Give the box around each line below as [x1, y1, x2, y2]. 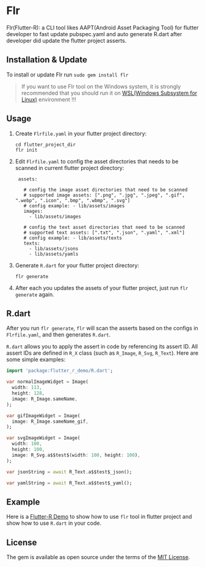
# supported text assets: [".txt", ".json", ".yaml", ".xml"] [23, 229, 185, 235]
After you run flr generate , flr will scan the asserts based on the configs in [6, 325, 198, 332]
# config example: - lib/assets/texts [23, 235, 122, 241]
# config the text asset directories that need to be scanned [23, 224, 185, 230]
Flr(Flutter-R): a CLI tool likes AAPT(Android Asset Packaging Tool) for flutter [6, 24, 199, 31]
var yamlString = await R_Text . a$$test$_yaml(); [6, 480, 132, 486]
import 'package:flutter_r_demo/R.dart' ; [6, 368, 113, 374]
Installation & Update [6, 54, 87, 65]
